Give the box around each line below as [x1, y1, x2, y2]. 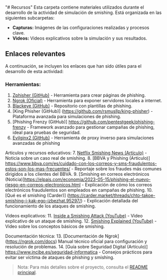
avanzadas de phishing [12, 140, 60, 146]
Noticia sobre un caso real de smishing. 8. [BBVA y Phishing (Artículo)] [5, 155, 151, 161]
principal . [17, 269, 37, 275]
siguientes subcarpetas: [5, 15, 55, 21]
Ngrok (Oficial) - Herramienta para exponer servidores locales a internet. [12, 98, 162, 104]
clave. [12, 30, 25, 36]
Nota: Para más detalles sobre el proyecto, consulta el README [17, 264, 148, 270]
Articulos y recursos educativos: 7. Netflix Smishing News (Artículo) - [5, 150, 147, 156]
